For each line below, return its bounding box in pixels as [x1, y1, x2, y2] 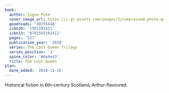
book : [5, 7, 16, 13]
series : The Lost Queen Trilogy [9, 45, 78, 50]
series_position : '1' [9, 49, 55, 54]
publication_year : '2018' [9, 40, 64, 45]
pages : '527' [9, 36, 37, 41]
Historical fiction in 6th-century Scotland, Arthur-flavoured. [5, 82, 128, 88]
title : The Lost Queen [9, 59, 57, 64]
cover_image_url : [9, 17, 46, 22]
